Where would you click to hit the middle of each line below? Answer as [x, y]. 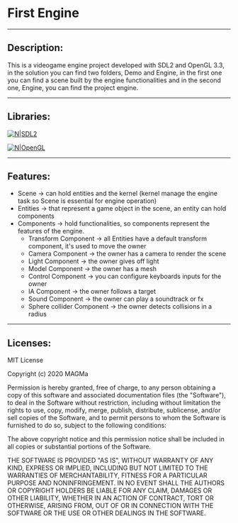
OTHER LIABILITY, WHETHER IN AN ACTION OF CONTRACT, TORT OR [110, 498]
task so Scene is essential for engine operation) [87, 201]
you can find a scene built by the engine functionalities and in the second [114, 80]
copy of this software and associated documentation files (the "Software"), [117, 395]
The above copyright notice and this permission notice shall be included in [116, 439]
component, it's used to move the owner [87, 246]
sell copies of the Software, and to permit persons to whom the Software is [117, 418]
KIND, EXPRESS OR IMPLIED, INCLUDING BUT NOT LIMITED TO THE [108, 468]
